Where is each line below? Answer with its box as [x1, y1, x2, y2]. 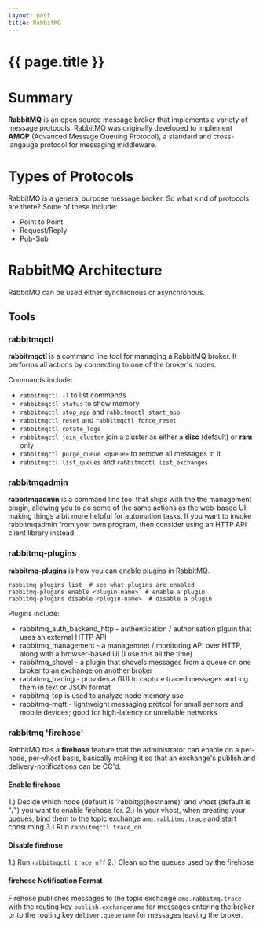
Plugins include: [8, 608, 60, 618]
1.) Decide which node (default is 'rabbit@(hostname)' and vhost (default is [8, 797, 251, 807]
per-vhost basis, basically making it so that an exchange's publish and [28, 753, 256, 763]
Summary [8, 88, 73, 106]
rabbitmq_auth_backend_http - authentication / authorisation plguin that [19, 623, 252, 633]
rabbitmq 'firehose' [8, 727, 84, 738]
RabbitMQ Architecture [8, 261, 163, 279]
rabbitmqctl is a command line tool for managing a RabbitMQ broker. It [8, 352, 237, 361]
